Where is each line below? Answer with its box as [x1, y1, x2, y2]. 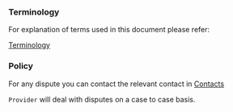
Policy [8, 60, 34, 72]
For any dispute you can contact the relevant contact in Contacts [8, 79, 225, 89]
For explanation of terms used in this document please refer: [8, 25, 210, 35]
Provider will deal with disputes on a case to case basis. [8, 94, 196, 104]
